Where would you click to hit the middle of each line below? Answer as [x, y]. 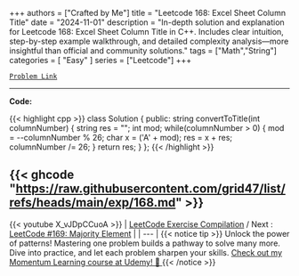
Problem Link [33, 77]
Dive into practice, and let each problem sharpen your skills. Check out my [146, 252]
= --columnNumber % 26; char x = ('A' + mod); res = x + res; [121, 138]
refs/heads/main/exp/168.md [93, 203]
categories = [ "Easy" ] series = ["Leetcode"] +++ [101, 60]
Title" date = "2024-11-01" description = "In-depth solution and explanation [147, 22]
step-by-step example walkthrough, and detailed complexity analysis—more [149, 41]
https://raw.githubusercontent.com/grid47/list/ [151, 189]
